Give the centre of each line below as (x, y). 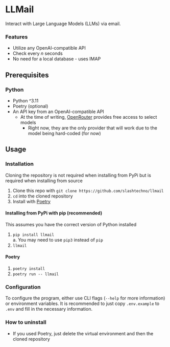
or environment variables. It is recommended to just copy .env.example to (82, 303)
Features (17, 37)
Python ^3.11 (26, 100)
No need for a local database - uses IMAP (57, 59)
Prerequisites (27, 75)
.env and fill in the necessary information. (49, 309)
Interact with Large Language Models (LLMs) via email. (63, 24)
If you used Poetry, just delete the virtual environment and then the (83, 333)
